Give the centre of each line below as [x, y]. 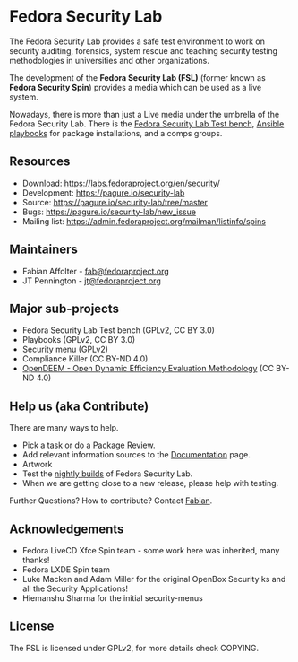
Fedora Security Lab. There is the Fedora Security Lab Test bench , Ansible [147, 124]
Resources [40, 162]
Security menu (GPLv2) [65, 349]
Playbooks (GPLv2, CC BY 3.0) [79, 340]
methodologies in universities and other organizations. [110, 60]
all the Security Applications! [75, 588]
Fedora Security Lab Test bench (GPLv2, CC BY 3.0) [118, 330]
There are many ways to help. [64, 428]
